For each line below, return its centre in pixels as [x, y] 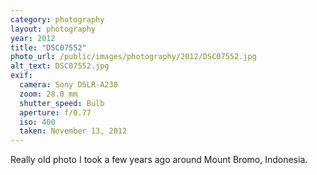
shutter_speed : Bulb [62, 103]
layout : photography [53, 29]
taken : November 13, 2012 [73, 131]
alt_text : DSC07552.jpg [60, 66]
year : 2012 [33, 38]
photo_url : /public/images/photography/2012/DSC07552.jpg [133, 57]
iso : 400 [37, 122]
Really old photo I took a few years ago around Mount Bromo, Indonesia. [159, 160]
